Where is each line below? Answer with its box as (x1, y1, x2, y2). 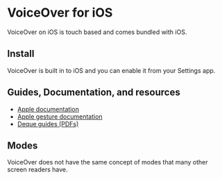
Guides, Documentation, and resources (7, 87, 180, 99)
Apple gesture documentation (17, 112, 103, 121)
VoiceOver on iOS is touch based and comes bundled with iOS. (7, 28, 187, 36)
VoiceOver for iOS (7, 5, 113, 21)
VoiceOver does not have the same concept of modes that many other (7, 158, 208, 167)
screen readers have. (7, 165, 68, 174)
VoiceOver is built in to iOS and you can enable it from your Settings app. (7, 66, 216, 74)
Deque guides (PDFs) (17, 119, 79, 128)
